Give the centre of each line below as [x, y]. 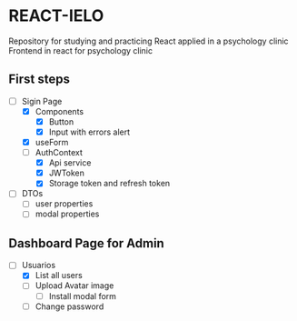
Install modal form [83, 296]
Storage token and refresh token [109, 184]
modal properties [67, 214]
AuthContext [59, 153]
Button [61, 121]
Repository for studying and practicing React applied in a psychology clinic [148, 41]
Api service [70, 163]
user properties [64, 204]
